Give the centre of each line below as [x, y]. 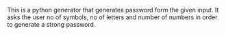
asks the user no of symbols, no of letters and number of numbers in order [112, 17]
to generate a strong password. [51, 24]
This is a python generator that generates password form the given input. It [113, 10]
